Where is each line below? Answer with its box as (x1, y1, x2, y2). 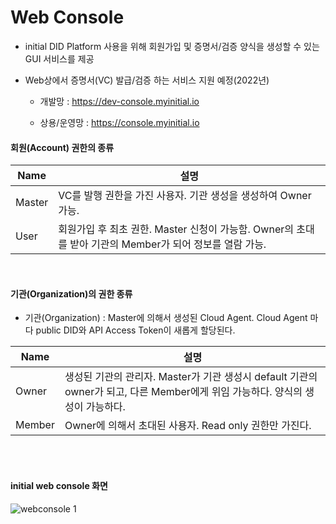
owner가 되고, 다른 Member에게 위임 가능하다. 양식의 (64, 385, 303, 399)
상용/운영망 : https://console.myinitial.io (39, 116, 200, 128)
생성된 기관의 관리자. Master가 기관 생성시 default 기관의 (64, 370, 318, 384)
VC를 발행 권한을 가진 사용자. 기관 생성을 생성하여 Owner (58, 189, 312, 203)
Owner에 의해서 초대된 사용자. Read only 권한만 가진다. (64, 419, 312, 433)
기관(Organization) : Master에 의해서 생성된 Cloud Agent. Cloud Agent (24, 312, 308, 324)
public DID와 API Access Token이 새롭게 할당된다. (35, 324, 236, 336)
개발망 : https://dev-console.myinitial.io (39, 95, 200, 107)
